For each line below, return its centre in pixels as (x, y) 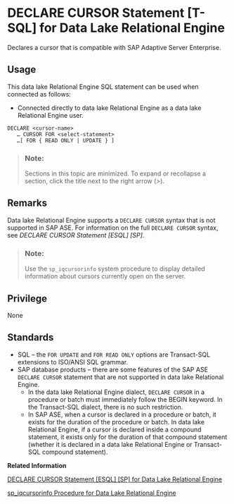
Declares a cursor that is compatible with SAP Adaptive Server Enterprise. (114, 47)
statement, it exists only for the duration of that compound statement (128, 437)
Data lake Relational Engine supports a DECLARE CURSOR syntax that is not (111, 220)
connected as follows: (39, 94)
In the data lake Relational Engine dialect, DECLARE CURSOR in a (116, 392)
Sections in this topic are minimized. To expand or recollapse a (115, 173)
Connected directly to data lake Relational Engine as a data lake (109, 108)
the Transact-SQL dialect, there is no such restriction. (105, 407)
